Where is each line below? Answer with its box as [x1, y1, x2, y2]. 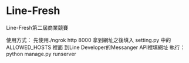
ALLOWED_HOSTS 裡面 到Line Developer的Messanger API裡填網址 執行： [6, 44, 185, 51]
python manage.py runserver [6, 50, 76, 57]
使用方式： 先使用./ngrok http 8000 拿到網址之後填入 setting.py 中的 [6, 36, 171, 43]
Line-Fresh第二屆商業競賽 [6, 24, 69, 31]
